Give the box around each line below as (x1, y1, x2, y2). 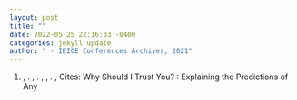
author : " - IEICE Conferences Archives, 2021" (9, 47, 193, 56)
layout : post (9, 13, 59, 23)
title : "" (9, 22, 47, 31)
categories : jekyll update (9, 38, 112, 48)
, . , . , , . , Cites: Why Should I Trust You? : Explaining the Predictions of (22, 71, 289, 82)
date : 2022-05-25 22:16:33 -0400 (9, 30, 136, 39)
